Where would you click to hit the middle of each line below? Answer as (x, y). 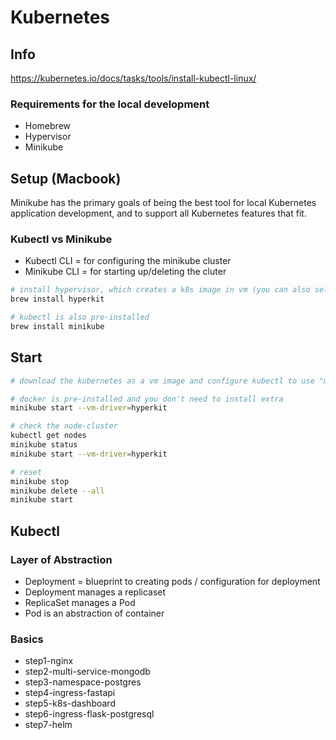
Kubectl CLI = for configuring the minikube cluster (128, 261)
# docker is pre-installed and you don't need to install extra (147, 399)
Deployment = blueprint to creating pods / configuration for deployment (172, 582)
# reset (26, 472)
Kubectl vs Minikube (61, 239)
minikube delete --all (57, 491)
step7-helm (48, 725)
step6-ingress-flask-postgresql (89, 714)
